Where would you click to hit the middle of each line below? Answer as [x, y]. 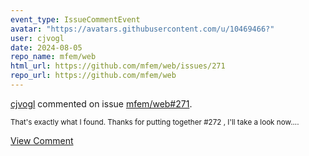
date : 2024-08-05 [46, 47]
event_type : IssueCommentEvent [75, 19]
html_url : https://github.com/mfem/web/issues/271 [118, 66]
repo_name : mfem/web [53, 57]
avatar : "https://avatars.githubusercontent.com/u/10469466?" [142, 29]
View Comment [42, 140]
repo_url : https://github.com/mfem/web [93, 76]
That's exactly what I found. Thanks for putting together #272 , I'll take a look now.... [155, 122]
